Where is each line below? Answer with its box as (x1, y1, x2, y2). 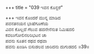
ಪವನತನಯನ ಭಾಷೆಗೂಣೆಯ (5, 21, 49, 26)
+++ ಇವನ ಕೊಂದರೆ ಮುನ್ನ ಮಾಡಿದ (5, 15, 61, 21)
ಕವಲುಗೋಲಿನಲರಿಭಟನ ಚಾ (5, 32, 47, 38)
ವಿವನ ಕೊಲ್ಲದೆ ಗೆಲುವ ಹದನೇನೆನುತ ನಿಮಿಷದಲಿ (5, 26, 75, 32)
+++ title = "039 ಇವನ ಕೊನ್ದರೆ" (5, 5, 63, 10)
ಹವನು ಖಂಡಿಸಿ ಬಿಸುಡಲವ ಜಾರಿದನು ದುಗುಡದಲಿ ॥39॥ (5, 44, 90, 49)
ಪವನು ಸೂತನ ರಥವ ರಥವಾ (5, 38, 47, 44)
